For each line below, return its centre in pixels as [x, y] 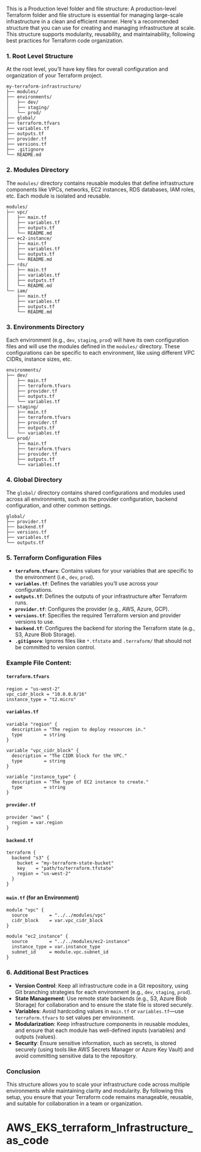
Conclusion [23, 1071]
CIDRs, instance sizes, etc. [39, 359]
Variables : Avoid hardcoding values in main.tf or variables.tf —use [99, 1011]
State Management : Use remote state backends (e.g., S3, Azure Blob [101, 998]
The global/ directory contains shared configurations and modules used [96, 493]
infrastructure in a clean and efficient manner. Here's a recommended [92, 21]
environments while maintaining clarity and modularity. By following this [95, 1091]
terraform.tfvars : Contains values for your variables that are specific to [104, 571]
